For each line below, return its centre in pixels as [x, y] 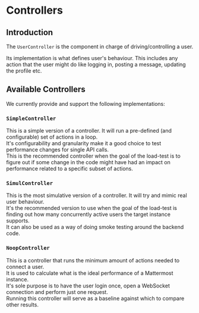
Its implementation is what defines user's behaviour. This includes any [92, 58]
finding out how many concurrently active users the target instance [89, 214]
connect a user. [25, 267]
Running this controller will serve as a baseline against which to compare [95, 298]
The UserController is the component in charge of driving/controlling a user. [100, 46]
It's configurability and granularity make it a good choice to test [84, 143]
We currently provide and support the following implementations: [86, 104]
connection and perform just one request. [57, 292]
